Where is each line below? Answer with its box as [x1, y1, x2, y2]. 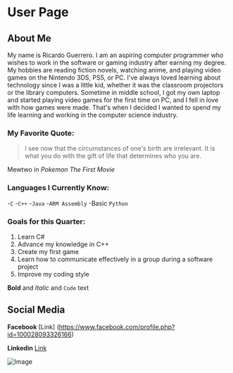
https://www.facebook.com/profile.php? [58, 322, 175, 331]
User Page [7, 4, 69, 20]
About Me [7, 32, 51, 44]
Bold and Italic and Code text [7, 283, 89, 292]
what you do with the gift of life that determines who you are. [24, 152, 202, 160]
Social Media [7, 304, 65, 316]
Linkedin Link [7, 343, 47, 352]
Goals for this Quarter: [7, 216, 86, 226]
